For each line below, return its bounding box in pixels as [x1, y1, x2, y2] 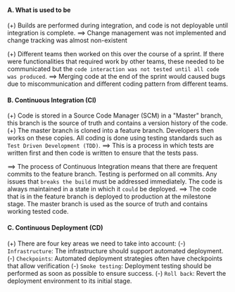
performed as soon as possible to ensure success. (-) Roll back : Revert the [7, 269, 227, 277]
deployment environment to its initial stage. [7, 277, 132, 285]
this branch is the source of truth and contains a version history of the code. [7, 119, 228, 127]
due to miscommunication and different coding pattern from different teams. [7, 80, 229, 88]
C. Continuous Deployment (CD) [7, 224, 103, 231]
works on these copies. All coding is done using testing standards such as [7, 134, 222, 142]
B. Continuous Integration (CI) [7, 96, 97, 104]
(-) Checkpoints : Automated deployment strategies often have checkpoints [7, 254, 223, 262]
